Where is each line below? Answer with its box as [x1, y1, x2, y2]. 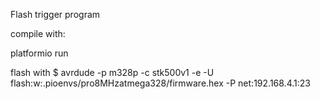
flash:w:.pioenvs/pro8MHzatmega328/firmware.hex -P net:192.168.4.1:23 [10, 77, 311, 89]
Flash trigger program [10, 9, 101, 20]
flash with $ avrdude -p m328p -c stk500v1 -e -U [10, 67, 215, 78]
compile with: [10, 28, 66, 39]
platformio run [10, 47, 69, 59]
